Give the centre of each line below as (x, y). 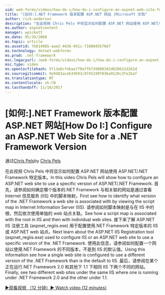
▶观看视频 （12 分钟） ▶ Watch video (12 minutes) (56, 288)
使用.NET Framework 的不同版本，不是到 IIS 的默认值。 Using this (79, 249)
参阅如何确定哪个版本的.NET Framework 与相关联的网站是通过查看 (85, 190)
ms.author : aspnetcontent (31, 28)
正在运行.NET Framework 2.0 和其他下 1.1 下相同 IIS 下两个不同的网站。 (77, 267)
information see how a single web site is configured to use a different (75, 255)
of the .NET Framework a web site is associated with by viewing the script (80, 202)
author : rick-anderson (28, 19)
